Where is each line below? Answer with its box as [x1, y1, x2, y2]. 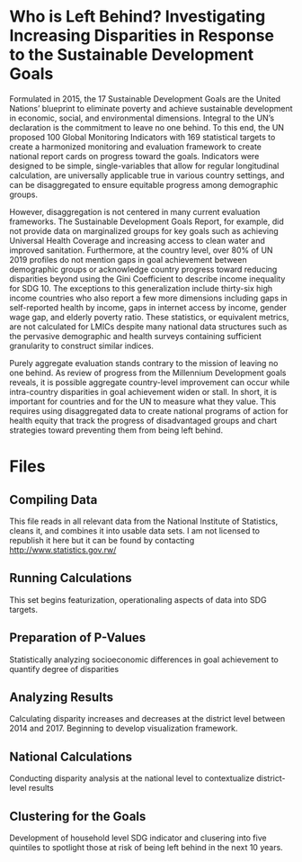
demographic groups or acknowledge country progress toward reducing [9, 264, 278, 274]
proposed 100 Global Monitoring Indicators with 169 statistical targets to [9, 131, 276, 142]
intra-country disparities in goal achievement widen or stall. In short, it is [9, 386, 277, 397]
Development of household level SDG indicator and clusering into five [9, 832, 267, 843]
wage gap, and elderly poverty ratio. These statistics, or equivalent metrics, [9, 311, 289, 322]
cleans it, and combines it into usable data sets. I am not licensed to [9, 525, 261, 536]
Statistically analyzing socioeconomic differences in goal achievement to [9, 654, 279, 665]
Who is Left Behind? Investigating [9, 6, 266, 27]
